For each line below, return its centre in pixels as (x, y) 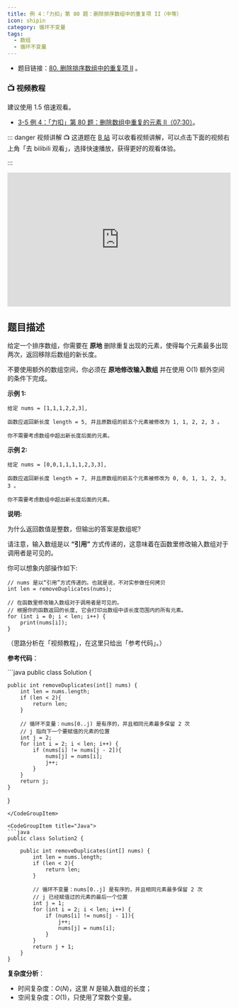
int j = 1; (49, 904)
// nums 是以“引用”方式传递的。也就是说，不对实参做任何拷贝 (86, 583)
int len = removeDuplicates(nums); (60, 589)
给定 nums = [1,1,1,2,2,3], (48, 408)
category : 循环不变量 (36, 27)
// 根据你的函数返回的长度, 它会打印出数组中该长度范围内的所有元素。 (97, 611)
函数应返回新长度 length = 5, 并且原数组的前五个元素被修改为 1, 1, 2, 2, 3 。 (115, 422)
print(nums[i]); (44, 623)
